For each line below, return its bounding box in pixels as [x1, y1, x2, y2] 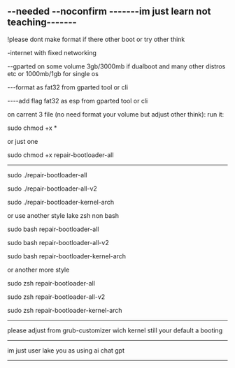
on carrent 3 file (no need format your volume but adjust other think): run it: [7, 110, 225, 118]
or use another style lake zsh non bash [7, 211, 119, 219]
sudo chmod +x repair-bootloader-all [7, 150, 114, 159]
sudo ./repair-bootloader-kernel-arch [7, 198, 115, 206]
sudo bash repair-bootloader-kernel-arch [7, 251, 127, 260]
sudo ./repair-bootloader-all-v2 [7, 184, 98, 193]
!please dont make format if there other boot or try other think [7, 35, 185, 43]
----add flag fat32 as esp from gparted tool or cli [7, 96, 148, 105]
